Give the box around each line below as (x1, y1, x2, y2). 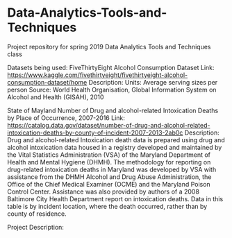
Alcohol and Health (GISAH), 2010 (7, 92, 104, 101)
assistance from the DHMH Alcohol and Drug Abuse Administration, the (7, 172, 212, 181)
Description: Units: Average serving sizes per (88, 78, 218, 86)
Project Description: (7, 223, 65, 231)
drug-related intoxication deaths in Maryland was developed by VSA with (7, 165, 217, 173)
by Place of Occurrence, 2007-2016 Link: (7, 113, 125, 122)
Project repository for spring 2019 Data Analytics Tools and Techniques (7, 42, 211, 51)
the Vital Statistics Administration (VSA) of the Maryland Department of (7, 151, 210, 159)
